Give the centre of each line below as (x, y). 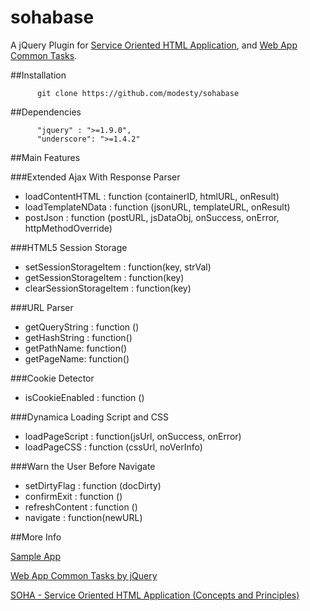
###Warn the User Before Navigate (83, 466)
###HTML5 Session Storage (69, 247)
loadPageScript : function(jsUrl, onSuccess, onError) (133, 436)
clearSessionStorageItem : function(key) (108, 288)
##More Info (36, 537)
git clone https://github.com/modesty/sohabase (138, 93)
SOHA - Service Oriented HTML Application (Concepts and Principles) (155, 595)
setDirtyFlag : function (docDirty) (93, 485)
